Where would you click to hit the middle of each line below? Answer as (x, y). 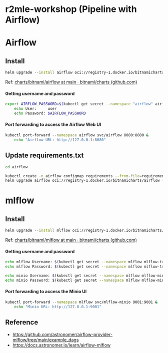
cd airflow (16, 167)
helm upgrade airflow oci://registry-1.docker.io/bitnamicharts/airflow (82, 181)
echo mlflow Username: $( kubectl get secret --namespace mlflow (73, 262)
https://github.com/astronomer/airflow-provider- (62, 334)
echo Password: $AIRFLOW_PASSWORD (50, 113)
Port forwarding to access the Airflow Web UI (53, 125)
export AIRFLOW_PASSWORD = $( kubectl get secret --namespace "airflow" (79, 104)
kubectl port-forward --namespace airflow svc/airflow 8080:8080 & (77, 135)
